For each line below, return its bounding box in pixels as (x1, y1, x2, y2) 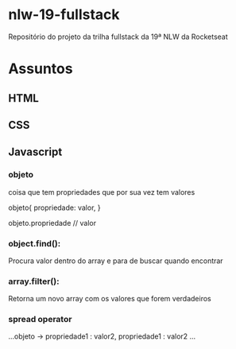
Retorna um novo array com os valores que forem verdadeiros (8, 294, 212, 304)
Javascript (8, 145, 63, 159)
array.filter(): (8, 276, 60, 287)
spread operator (8, 314, 72, 325)
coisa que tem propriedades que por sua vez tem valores (8, 187, 195, 196)
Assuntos (8, 60, 73, 78)
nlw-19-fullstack (8, 6, 121, 24)
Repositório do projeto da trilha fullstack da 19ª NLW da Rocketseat (8, 32, 228, 41)
